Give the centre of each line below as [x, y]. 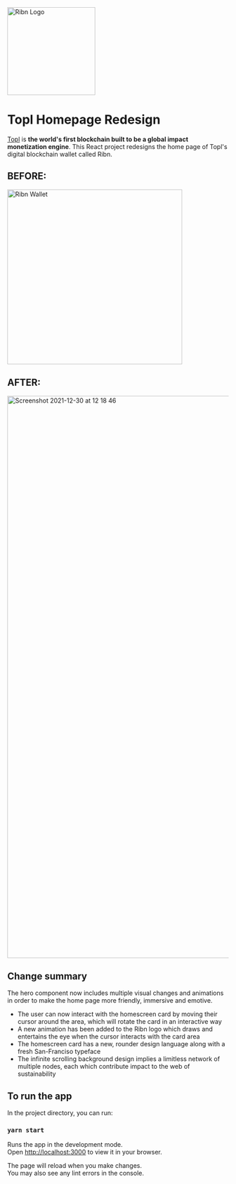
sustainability [37, 1074]
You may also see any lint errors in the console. [76, 1173]
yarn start [26, 1130]
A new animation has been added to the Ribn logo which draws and [115, 1029]
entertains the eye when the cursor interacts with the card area [109, 1036]
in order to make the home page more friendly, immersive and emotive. [110, 1001]
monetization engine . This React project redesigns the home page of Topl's [117, 146]
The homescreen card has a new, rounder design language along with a [121, 1044]
